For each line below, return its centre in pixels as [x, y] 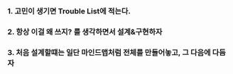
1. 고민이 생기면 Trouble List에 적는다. [69, 11]
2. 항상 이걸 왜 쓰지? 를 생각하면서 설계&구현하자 [85, 32]
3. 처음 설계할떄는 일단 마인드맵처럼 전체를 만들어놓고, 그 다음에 [109, 52]
